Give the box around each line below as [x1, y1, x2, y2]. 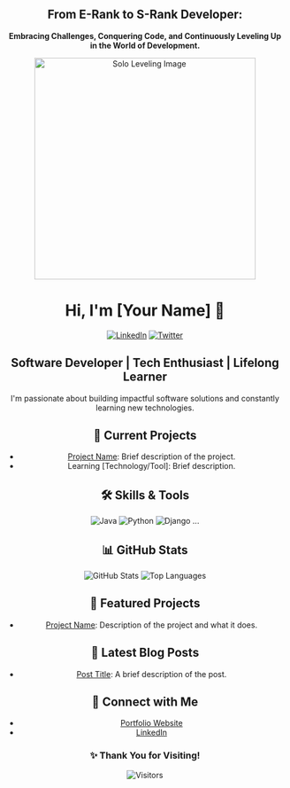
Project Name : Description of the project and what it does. [45, 620, 258, 630]
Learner [123, 370, 167, 385]
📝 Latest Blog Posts [90, 645, 200, 660]
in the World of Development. [89, 40, 201, 51]
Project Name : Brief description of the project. [67, 451, 236, 462]
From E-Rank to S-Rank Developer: [47, 7, 243, 22]
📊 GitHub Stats [102, 542, 188, 558]
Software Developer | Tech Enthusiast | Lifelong [11, 355, 279, 371]
